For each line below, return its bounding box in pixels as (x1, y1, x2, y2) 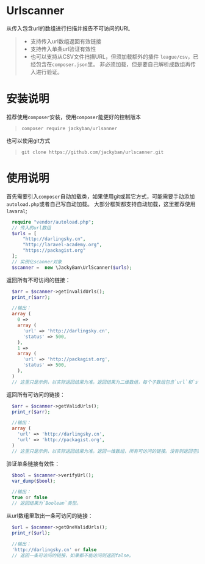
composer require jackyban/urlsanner (21, 125, 118, 131)
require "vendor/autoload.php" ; (12, 219, 95, 225)
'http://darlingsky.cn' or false (12, 546, 97, 553)
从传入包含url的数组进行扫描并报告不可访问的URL (6, 24, 131, 32)
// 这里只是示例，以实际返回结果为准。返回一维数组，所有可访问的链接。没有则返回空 (12, 448, 197, 454)
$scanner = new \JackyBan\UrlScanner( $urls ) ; (12, 264, 132, 271)
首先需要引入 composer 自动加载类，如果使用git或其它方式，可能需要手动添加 (6, 192, 195, 200)
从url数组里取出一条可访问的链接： (6, 512, 93, 519)
